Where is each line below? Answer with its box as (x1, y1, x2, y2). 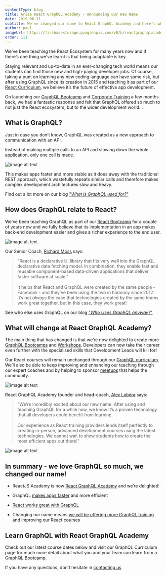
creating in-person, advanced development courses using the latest (17, 428, 156, 434)
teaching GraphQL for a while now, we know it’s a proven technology (17, 406, 157, 413)
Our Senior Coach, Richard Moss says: (5, 248, 84, 254)
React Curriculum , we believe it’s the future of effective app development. (5, 84, 155, 90)
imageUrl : (5, 30, 26, 35)
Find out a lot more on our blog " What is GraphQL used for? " (5, 191, 129, 197)
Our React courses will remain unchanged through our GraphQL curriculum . (5, 357, 160, 363)
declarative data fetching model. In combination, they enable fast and (17, 263, 159, 269)
